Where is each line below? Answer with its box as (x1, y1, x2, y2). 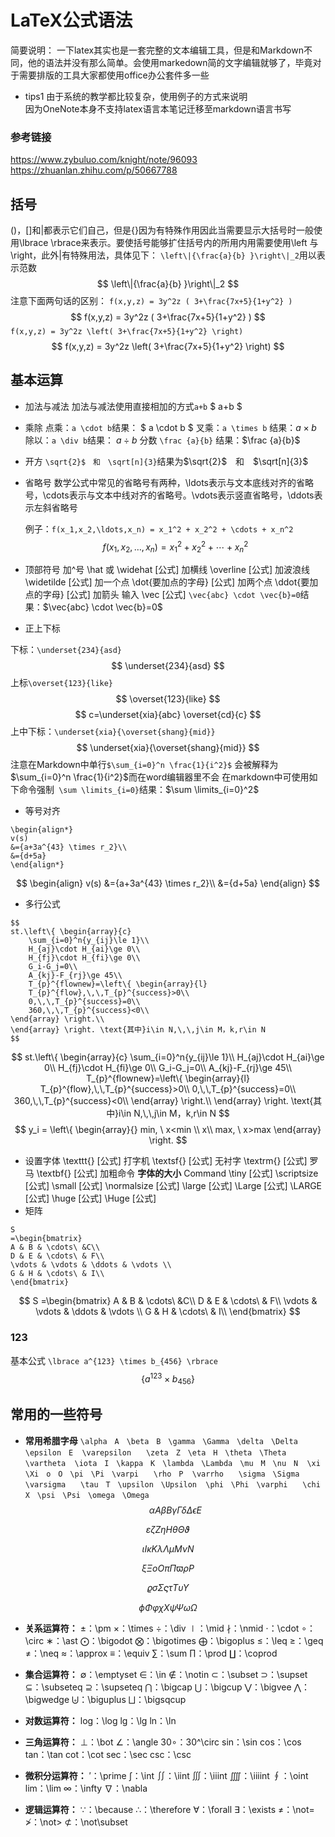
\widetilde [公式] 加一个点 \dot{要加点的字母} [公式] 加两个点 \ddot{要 (24, 576, 310, 588)
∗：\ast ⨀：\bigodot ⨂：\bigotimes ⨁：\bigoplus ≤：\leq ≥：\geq (46, 1634, 324, 1646)
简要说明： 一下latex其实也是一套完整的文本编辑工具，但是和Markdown (10, 44, 304, 56)
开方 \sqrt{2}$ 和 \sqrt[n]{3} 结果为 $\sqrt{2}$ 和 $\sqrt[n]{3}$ (24, 455, 309, 467)
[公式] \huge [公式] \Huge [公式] (24, 1192, 157, 1205)
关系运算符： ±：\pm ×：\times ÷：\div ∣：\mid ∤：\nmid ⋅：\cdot (24, 1622, 300, 1634)
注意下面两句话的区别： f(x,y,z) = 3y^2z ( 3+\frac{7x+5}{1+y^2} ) (10, 295, 293, 307)
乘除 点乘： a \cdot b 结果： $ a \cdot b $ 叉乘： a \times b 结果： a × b (24, 421, 317, 433)
